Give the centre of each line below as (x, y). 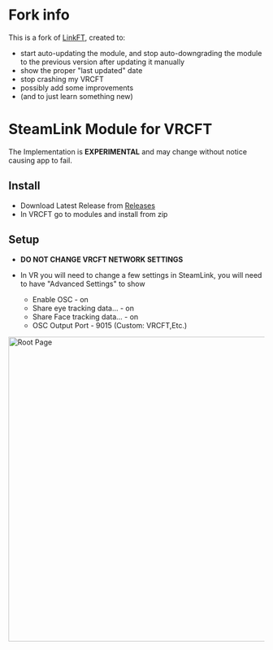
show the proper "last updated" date (81, 70)
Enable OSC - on (61, 299)
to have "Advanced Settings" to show (82, 284)
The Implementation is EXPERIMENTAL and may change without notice (128, 151)
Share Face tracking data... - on (85, 316)
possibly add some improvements (77, 88)
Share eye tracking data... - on (83, 308)
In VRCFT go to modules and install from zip (94, 214)
